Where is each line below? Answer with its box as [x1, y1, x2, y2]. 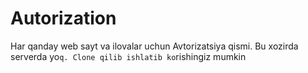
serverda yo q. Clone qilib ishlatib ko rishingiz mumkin [10, 50, 247, 62]
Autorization [10, 7, 117, 30]
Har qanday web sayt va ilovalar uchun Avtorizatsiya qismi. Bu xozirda [10, 40, 299, 52]
